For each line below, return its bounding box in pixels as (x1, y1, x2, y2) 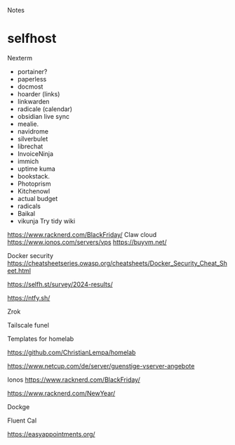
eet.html (7, 266, 32, 275)
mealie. (17, 120, 39, 128)
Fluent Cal (7, 416, 37, 425)
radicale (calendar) (17, 105, 72, 113)
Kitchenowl (17, 186, 51, 195)
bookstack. (17, 172, 51, 180)
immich (17, 157, 39, 165)
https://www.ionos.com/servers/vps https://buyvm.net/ (7, 238, 167, 246)
